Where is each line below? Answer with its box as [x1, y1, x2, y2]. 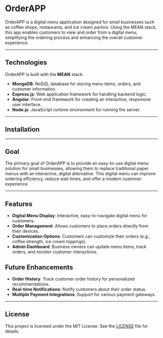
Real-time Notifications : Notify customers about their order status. [12, 286, 147, 292]
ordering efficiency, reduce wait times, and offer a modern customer [5, 176, 142, 182]
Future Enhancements [5, 263, 74, 271]
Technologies [5, 58, 48, 67]
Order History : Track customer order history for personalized [12, 276, 135, 282]
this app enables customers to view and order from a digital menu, [5, 29, 138, 35]
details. [5, 328, 20, 334]
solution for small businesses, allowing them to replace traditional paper [5, 166, 149, 171]
